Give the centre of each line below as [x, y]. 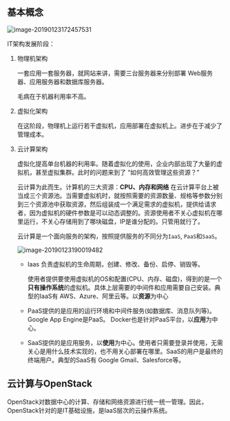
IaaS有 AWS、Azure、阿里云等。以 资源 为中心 [104, 296]
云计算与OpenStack [50, 384]
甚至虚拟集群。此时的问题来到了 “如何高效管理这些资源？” [117, 172]
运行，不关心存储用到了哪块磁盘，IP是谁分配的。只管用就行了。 [114, 221]
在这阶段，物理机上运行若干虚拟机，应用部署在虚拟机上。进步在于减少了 [119, 126]
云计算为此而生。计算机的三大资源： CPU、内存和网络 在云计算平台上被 [118, 187]
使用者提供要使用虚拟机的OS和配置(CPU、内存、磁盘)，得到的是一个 [125, 279]
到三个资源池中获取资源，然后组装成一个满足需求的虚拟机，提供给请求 [117, 204]
